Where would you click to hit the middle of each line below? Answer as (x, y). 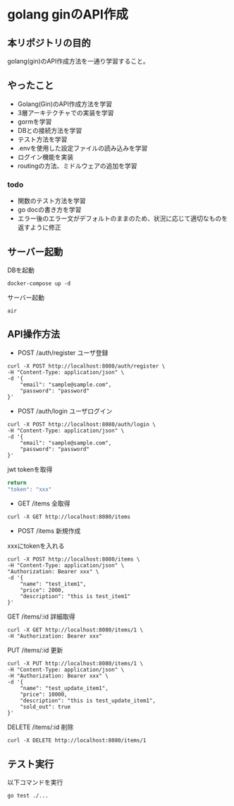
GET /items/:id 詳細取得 (41, 617)
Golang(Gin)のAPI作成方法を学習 (65, 104)
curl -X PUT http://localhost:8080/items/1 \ (75, 664)
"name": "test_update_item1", (64, 689)
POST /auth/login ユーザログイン (65, 411)
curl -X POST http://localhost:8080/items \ (74, 559)
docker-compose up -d (39, 284)
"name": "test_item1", (53, 584)
